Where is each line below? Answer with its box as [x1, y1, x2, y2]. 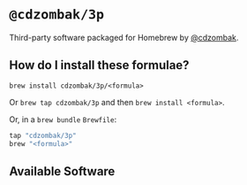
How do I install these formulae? [9, 58, 190, 73]
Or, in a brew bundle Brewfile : [9, 113, 117, 125]
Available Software [9, 164, 116, 179]
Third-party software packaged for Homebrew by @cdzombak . [9, 32, 239, 42]
